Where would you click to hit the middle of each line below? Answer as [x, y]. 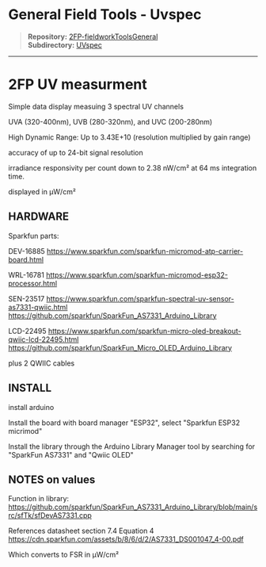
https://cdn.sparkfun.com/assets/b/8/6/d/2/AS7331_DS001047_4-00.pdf [126, 539]
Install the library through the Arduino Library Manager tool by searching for [132, 446]
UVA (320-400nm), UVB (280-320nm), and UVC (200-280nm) [110, 121]
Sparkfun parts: [34, 236]
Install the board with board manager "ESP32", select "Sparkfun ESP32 [124, 423]
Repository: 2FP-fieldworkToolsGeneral [93, 36]
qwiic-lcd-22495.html [44, 339]
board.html [26, 259]
